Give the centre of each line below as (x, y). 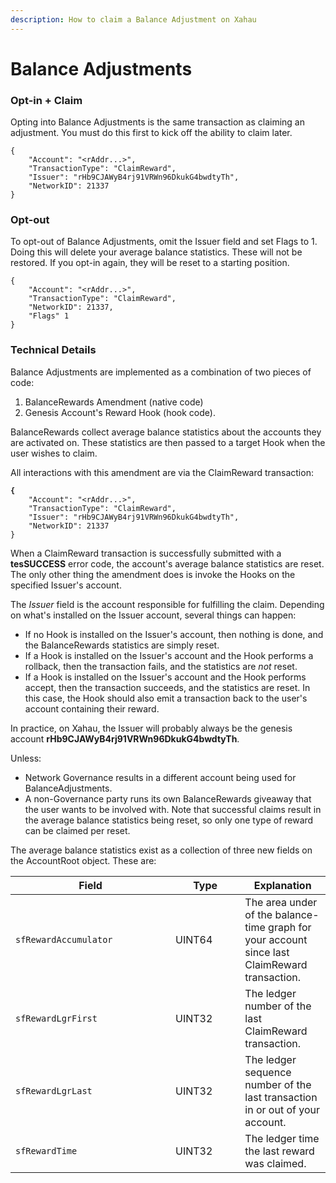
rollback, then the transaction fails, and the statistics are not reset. (161, 666)
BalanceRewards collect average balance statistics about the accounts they (166, 432)
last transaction (281, 1097)
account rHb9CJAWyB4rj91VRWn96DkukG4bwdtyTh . (125, 738)
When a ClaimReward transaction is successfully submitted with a (146, 553)
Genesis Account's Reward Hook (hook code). (120, 412)
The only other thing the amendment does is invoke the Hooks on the (153, 574)
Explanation (282, 885)
